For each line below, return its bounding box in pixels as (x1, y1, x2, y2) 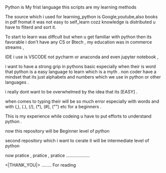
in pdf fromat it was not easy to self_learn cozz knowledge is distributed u (5, 19, 156, 25)
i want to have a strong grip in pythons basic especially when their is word (5, 64, 156, 69)
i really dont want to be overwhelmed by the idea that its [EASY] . (5, 89, 138, 94)
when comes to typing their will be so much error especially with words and (5, 98, 160, 104)
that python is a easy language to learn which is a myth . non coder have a (5, 69, 157, 75)
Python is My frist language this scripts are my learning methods (5, 4, 137, 10)
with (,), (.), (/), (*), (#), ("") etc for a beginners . (5, 104, 102, 109)
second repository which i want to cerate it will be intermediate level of (5, 138, 149, 143)
